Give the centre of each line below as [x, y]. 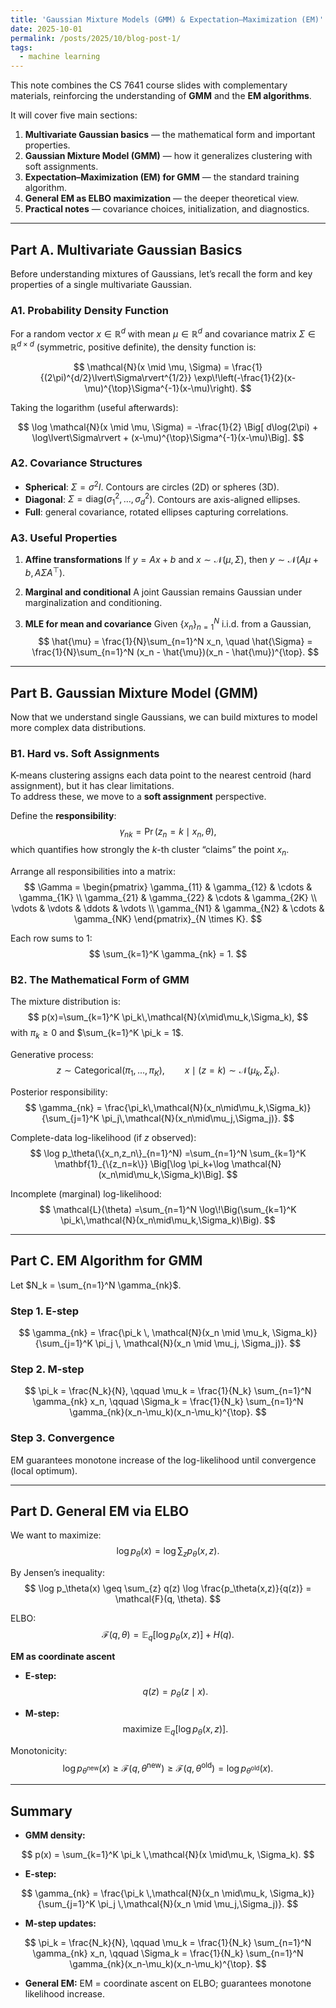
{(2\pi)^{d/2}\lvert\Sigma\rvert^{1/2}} [115, 377]
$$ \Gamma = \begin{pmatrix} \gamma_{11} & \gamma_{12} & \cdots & [168, 887]
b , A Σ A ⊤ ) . [45, 571]
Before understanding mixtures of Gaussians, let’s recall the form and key [161, 273]
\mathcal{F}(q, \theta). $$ [168, 1599]
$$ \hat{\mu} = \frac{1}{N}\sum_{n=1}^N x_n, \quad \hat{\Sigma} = [175, 642]
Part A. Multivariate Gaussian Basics [126, 249]
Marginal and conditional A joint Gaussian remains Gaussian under [163, 592]
